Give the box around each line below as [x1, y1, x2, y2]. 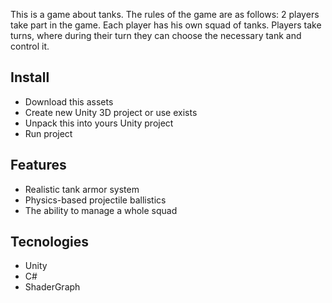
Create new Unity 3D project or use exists [24, 106, 198, 118]
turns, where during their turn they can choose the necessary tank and [10, 30, 302, 41]
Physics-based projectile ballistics [24, 194, 167, 206]
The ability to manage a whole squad [24, 204, 178, 216]
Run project [24, 127, 73, 139]
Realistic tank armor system [24, 183, 140, 195]
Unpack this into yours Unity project [24, 117, 174, 129]
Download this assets [24, 95, 114, 108]
